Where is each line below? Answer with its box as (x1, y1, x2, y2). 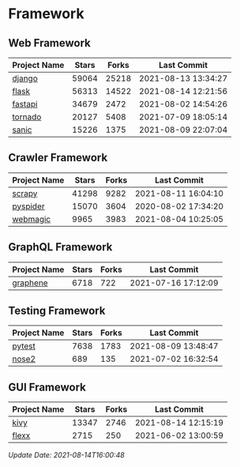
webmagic (12, 213, 51, 224)
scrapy (12, 187, 38, 198)
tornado (12, 111, 42, 122)
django (12, 73, 38, 84)
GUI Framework (8, 380, 87, 394)
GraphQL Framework (8, 240, 113, 254)
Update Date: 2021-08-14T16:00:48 (8, 450, 125, 460)
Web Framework (8, 36, 91, 50)
